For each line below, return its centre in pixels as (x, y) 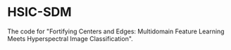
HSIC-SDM (39, 12)
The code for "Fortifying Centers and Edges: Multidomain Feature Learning (116, 31)
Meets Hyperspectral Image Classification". (70, 38)
